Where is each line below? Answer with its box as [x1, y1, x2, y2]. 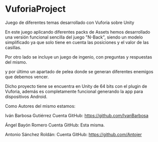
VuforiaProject [5, 3, 66, 15]
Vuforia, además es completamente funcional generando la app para [5, 88, 143, 94]
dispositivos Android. [5, 94, 48, 100]
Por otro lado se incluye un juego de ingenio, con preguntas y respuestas [5, 54, 152, 60]
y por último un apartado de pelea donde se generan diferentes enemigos [5, 68, 154, 74]
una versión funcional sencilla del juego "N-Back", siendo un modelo [5, 34, 143, 40]
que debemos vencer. [5, 74, 49, 80]
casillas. [5, 44, 21, 50]
